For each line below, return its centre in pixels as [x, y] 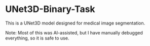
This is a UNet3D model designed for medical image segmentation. [75, 23]
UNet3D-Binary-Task [50, 9]
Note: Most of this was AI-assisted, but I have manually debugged [74, 32]
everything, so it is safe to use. [37, 38]
